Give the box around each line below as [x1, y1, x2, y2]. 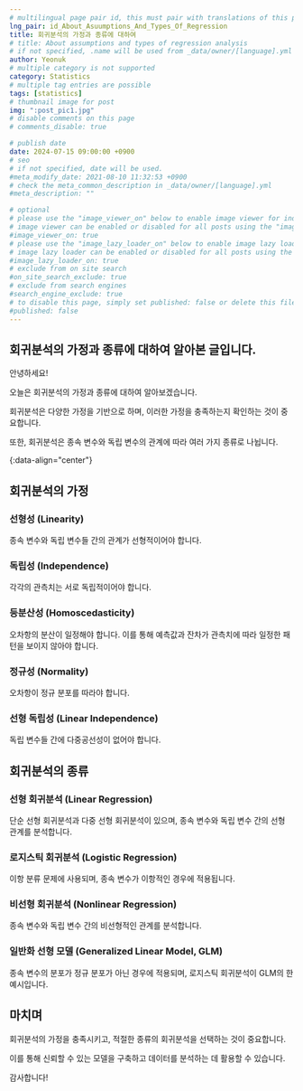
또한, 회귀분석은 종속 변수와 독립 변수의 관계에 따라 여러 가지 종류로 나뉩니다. [9, 437, 279, 447]
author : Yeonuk [9, 55, 67, 64]
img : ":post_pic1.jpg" [9, 106, 95, 115]
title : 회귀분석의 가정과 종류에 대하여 [9, 30, 137, 39]
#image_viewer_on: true [9, 230, 99, 240]
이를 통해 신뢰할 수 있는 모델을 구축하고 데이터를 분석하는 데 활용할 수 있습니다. [9, 1052, 286, 1063]
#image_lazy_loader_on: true [9, 256, 119, 265]
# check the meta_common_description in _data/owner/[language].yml [9, 181, 272, 190]
